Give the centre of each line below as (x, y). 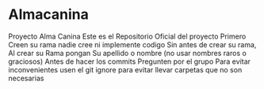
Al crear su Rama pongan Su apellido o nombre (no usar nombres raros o (128, 53)
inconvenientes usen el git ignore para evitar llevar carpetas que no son (125, 69)
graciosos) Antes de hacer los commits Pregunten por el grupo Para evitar (130, 61)
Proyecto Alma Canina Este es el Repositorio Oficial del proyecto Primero (127, 36)
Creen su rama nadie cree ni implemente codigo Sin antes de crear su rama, (132, 44)
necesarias (26, 78)
